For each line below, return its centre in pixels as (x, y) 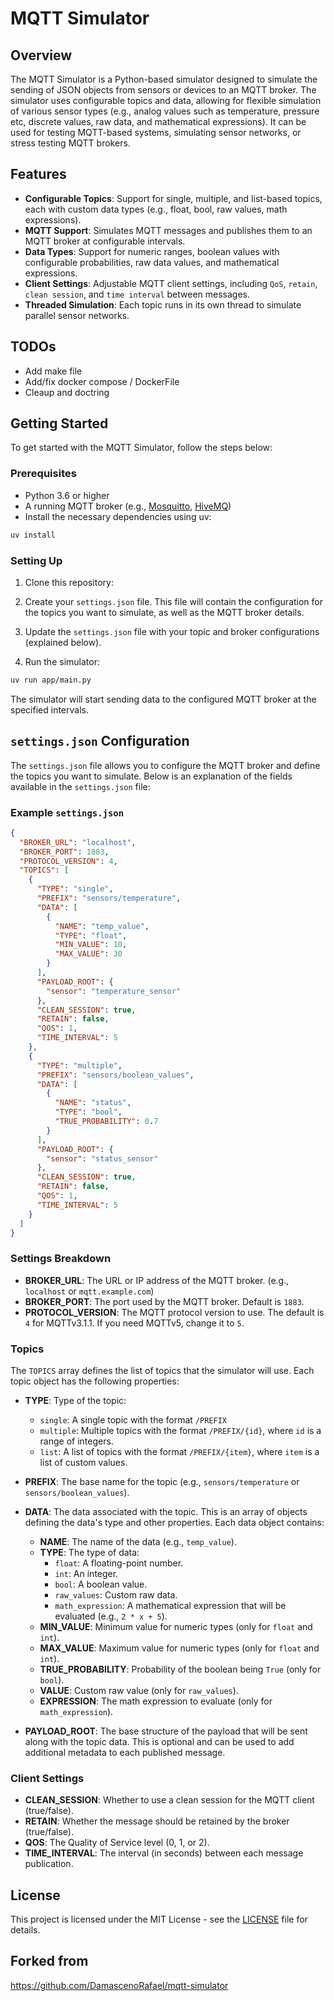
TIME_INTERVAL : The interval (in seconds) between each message (164, 1853)
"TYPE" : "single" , (75, 889)
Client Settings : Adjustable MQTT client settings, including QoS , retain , (171, 283)
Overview (41, 55)
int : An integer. (86, 1573)
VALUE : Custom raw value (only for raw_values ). (139, 1690)
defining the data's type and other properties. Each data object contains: (174, 1522)
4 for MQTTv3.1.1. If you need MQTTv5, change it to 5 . (134, 1323)
